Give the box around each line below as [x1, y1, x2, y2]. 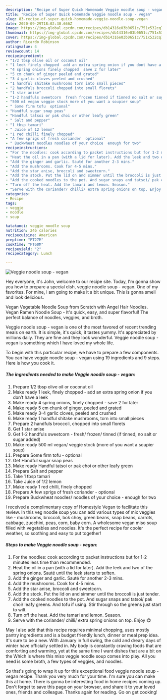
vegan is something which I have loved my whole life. [5, 340, 114, 346]
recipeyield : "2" [5, 246, 42, 252]
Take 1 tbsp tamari [12, 474, 51, 480]
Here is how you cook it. [5, 360, 55, 366]
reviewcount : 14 [5, 49, 39, 54]
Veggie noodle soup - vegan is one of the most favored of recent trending [5, 324, 157, 330]
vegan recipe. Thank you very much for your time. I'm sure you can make [5, 673, 156, 679]
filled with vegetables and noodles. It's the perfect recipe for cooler [5, 525, 143, 531]
